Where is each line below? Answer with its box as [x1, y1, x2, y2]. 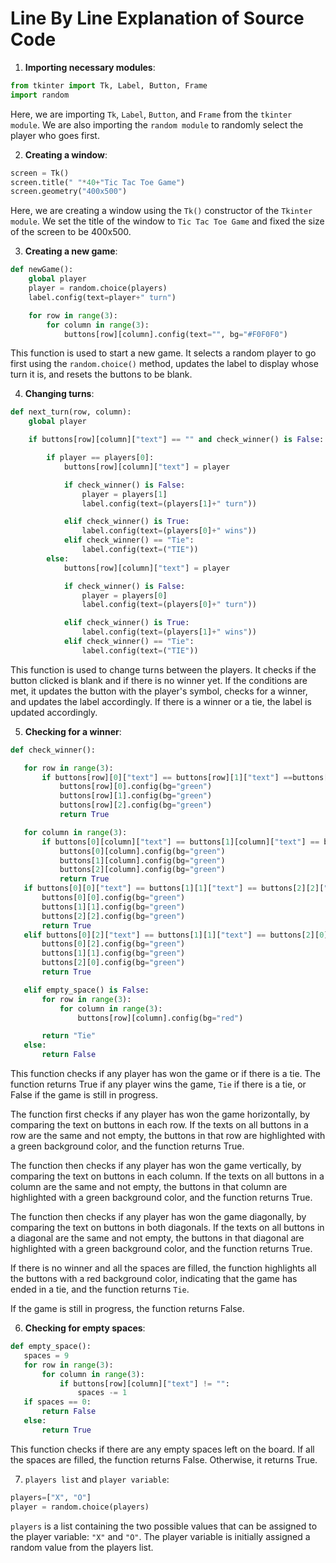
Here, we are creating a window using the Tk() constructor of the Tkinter [10, 205, 313, 217]
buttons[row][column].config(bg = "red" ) [77, 1013, 244, 1023]
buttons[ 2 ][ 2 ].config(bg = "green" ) [41, 911, 186, 921]
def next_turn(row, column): [10, 407, 132, 417]
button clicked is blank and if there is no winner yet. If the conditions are [10, 674, 308, 686]
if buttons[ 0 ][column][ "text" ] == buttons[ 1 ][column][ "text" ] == [41, 837, 320, 847]
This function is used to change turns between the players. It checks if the [10, 663, 317, 676]
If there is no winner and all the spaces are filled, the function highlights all [10, 1262, 317, 1274]
